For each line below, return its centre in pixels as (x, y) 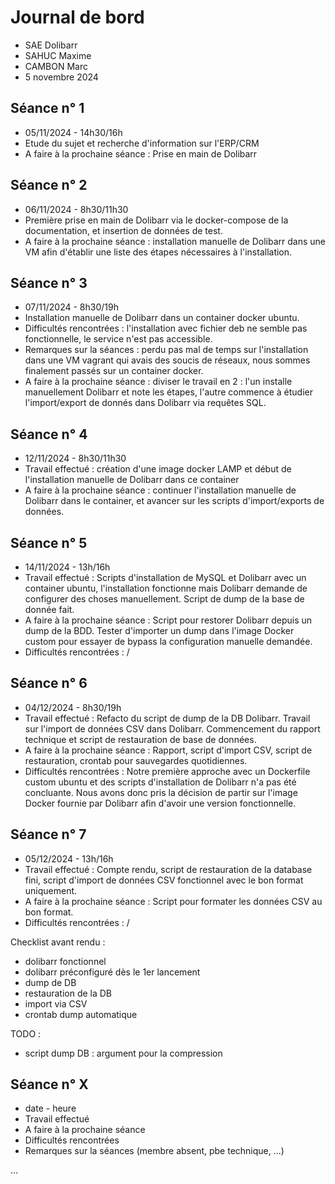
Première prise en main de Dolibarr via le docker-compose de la (156, 220)
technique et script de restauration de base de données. (140, 739)
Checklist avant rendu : (58, 942)
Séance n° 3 (49, 282)
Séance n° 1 (47, 108)
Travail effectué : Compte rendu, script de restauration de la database (168, 869)
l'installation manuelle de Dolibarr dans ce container (132, 480)
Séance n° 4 (49, 434)
